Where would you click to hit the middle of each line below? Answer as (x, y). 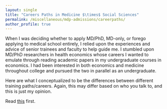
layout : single (21, 10)
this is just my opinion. (29, 91)
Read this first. (20, 101)
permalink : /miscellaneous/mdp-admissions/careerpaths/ (65, 19)
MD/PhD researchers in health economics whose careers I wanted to (77, 55)
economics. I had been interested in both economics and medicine (75, 65)
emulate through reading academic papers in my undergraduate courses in (83, 60)
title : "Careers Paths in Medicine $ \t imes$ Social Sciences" (72, 15)
